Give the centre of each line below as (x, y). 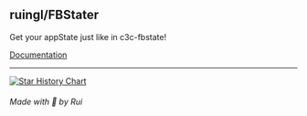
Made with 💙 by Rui (46, 102)
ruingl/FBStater (54, 15)
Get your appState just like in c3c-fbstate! (88, 37)
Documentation (38, 55)
